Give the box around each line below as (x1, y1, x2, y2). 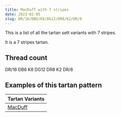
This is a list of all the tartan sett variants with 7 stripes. (5, 30, 117, 36)
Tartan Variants (7, 95, 45, 102)
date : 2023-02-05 (5, 12, 41, 17)
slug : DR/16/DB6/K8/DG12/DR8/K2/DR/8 (5, 16, 82, 21)
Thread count (5, 54, 48, 62)
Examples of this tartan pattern (5, 81, 102, 89)
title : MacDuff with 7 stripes (5, 7, 69, 12)
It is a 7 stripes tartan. (5, 39, 49, 45)
